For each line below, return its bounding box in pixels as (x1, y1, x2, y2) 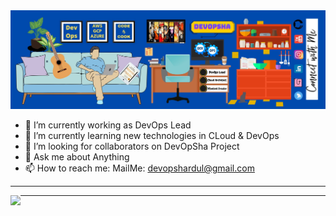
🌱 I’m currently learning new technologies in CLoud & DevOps (24, 129, 280, 141)
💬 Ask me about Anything (24, 150, 130, 163)
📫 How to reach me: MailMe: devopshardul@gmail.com (24, 162, 255, 174)
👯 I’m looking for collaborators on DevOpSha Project (24, 140, 240, 152)
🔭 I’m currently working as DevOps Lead (24, 119, 192, 131)
